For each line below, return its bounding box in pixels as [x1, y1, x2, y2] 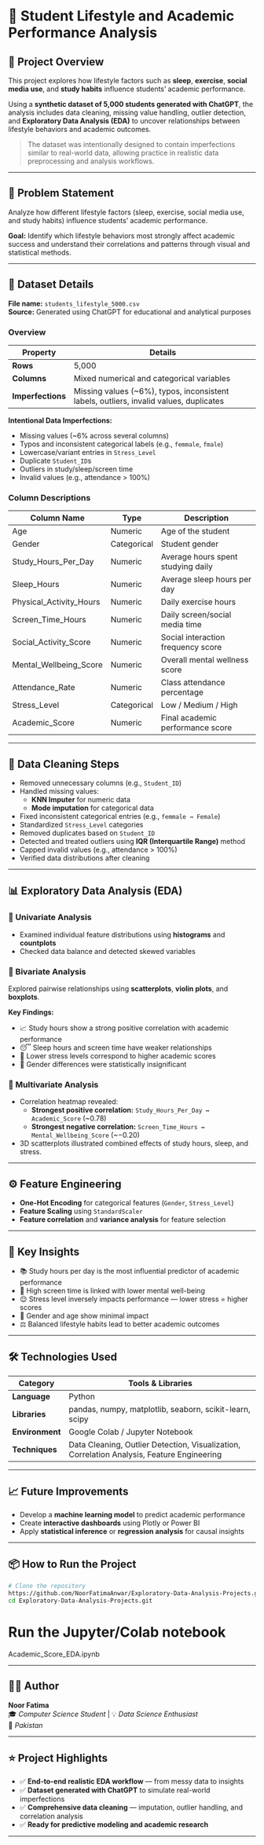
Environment [12, 1426, 61, 1437]
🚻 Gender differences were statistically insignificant [19, 1060, 187, 1069]
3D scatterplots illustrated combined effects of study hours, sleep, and [19, 1139, 249, 1148]
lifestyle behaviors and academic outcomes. [8, 125, 152, 134]
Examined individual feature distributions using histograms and [19, 930, 225, 939]
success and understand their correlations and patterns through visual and [8, 239, 251, 248]
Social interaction [160, 632, 225, 643]
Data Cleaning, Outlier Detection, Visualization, [68, 1439, 241, 1450]
